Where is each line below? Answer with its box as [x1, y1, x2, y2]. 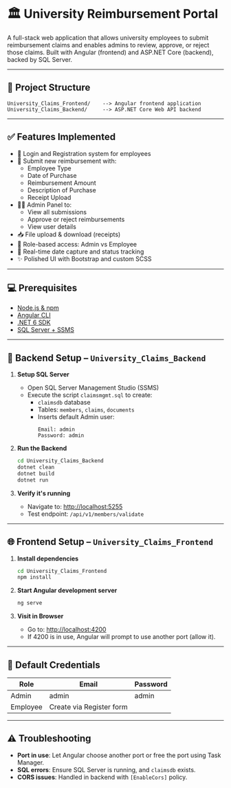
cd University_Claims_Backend [16, 458, 104, 464]
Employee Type [27, 164, 71, 172]
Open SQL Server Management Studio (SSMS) [27, 383, 159, 392]
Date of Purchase [27, 171, 77, 179]
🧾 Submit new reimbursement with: [16, 157, 117, 165]
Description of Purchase [27, 185, 96, 194]
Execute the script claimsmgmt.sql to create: [27, 391, 153, 399]
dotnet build [16, 470, 55, 477]
